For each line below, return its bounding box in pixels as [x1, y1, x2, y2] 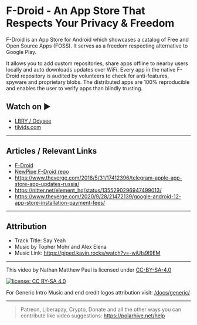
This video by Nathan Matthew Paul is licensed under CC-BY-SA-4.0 [6, 266, 172, 273]
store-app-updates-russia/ [14, 180, 80, 187]
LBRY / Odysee [14, 117, 52, 124]
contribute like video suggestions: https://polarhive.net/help [20, 312, 165, 319]
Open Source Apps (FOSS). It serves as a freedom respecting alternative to [6, 42, 188, 49]
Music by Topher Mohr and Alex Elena [14, 243, 107, 250]
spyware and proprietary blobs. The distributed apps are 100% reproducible [6, 78, 190, 86]
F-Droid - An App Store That [6, 4, 145, 18]
